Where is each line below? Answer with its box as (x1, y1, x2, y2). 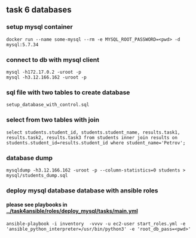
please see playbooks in (6, 201, 68, 209)
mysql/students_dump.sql (6, 172, 68, 179)
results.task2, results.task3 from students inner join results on (6, 134, 178, 140)
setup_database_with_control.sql (6, 102, 90, 108)
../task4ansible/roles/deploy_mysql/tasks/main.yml (6, 207, 139, 215)
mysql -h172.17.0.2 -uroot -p (6, 69, 82, 75)
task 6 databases (6, 5, 72, 15)
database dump (6, 153, 53, 162)
